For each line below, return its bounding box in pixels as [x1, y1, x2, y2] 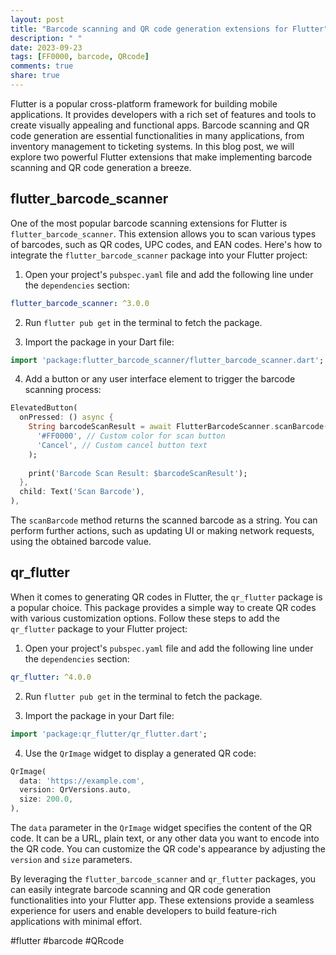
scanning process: [24, 384, 102, 396]
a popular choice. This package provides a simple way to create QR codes [10, 601, 317, 613]
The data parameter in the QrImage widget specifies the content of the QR [10, 822, 313, 833]
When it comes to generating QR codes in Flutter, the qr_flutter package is [10, 591, 323, 603]
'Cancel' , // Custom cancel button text [36, 440, 208, 450]
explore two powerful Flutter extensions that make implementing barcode [10, 151, 313, 163]
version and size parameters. [10, 854, 133, 865]
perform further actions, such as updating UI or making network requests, [10, 525, 315, 537]
